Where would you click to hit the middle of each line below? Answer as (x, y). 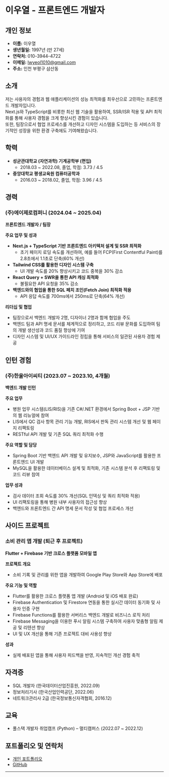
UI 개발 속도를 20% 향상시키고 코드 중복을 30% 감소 (71, 271)
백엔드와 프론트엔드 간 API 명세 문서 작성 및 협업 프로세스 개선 (73, 508)
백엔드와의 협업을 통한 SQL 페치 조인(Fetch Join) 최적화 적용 (72, 290)
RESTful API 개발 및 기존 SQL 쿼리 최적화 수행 (58, 434)
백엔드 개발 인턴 (21, 387)
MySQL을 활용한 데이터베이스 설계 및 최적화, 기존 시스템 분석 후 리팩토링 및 (86, 468)
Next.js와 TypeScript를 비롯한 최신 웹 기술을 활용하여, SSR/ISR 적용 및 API (79, 112)
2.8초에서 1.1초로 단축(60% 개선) (52, 258)
